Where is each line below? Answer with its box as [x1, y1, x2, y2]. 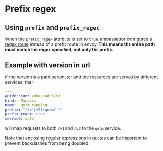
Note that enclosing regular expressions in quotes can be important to [5, 135, 147, 141]
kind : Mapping [5, 98, 36, 103]
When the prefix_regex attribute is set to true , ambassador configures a [5, 36, 152, 42]
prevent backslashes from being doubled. [5, 140, 90, 146]
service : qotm [5, 116, 34, 121]
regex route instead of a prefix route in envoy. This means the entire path [5, 41, 155, 47]
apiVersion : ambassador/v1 [5, 93, 61, 98]
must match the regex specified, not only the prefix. [5, 47, 114, 52]
